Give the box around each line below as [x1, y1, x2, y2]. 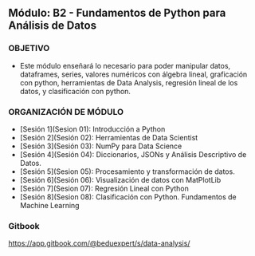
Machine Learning [19, 200, 80, 210]
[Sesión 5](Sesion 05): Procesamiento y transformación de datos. [19, 167, 235, 176]
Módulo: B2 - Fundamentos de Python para [8, 6, 226, 20]
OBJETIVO [8, 43, 50, 54]
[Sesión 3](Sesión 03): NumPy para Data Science [19, 141, 182, 151]
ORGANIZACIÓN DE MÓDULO [8, 106, 124, 117]
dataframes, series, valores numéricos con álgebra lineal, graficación [19, 69, 248, 79]
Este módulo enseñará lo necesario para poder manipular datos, [19, 61, 231, 70]
